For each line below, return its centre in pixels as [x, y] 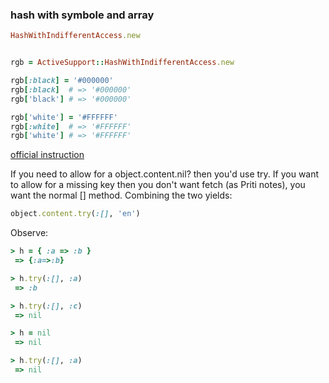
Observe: [29, 233]
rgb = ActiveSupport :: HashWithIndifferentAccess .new [122, 63]
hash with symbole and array [82, 15]
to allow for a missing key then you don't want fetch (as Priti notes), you [158, 185]
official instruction [47, 155]
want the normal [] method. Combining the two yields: [121, 195]
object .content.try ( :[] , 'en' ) [75, 214]
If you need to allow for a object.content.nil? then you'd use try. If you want [165, 174]
